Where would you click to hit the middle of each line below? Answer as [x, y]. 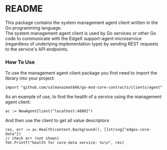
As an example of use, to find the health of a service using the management [83, 97]
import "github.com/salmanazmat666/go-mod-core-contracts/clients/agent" [84, 87]
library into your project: [30, 78]
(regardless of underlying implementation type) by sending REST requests [82, 43]
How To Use [20, 62]
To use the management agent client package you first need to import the [81, 73]
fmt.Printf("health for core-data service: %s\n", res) [65, 143]
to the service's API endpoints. [37, 49]
